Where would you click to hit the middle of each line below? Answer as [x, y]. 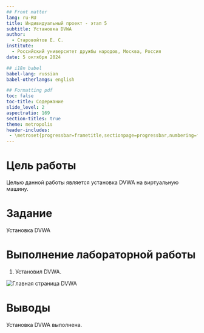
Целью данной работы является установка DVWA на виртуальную [93, 182]
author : [16, 35]
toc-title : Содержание [35, 102]
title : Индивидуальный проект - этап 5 [57, 23]
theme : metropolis [29, 124]
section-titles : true [34, 118]
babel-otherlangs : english [40, 80]
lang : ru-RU [21, 18]
